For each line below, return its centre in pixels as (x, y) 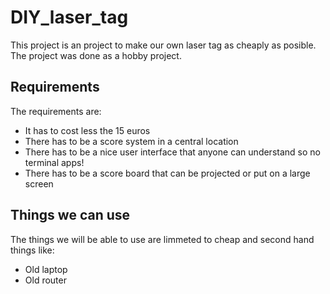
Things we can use (70, 215)
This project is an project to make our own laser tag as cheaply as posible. (163, 45)
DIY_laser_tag (69, 17)
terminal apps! (54, 162)
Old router (45, 280)
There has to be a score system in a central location (131, 141)
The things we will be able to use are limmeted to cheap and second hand (162, 239)
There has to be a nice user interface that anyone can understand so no (172, 152)
